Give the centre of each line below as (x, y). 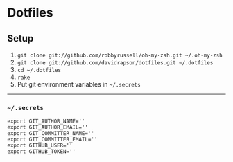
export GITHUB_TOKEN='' (42, 152)
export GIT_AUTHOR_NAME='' (46, 121)
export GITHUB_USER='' (40, 146)
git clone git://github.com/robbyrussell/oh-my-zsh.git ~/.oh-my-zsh (120, 55)
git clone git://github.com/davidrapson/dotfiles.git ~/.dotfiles (115, 63)
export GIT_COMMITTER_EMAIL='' (52, 140)
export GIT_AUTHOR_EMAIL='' (48, 127)
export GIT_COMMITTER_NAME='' (51, 134)
